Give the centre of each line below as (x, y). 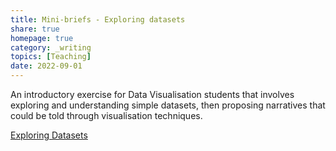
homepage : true (42, 38)
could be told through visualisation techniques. (106, 115)
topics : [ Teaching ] (51, 57)
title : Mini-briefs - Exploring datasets (98, 19)
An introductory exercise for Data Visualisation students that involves (152, 94)
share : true (35, 29)
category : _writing (51, 47)
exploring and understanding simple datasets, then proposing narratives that (168, 105)
